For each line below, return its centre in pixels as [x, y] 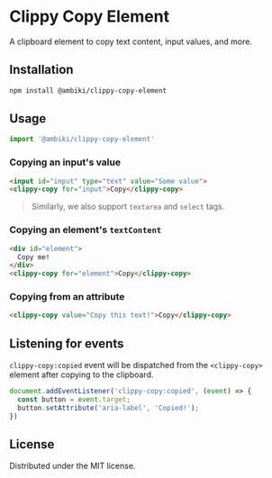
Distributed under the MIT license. [73, 466]
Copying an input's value [65, 162]
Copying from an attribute [67, 297]
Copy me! [34, 257]
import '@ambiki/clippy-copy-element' [82, 140]
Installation [41, 70]
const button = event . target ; [74, 400]
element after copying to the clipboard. [82, 374]
